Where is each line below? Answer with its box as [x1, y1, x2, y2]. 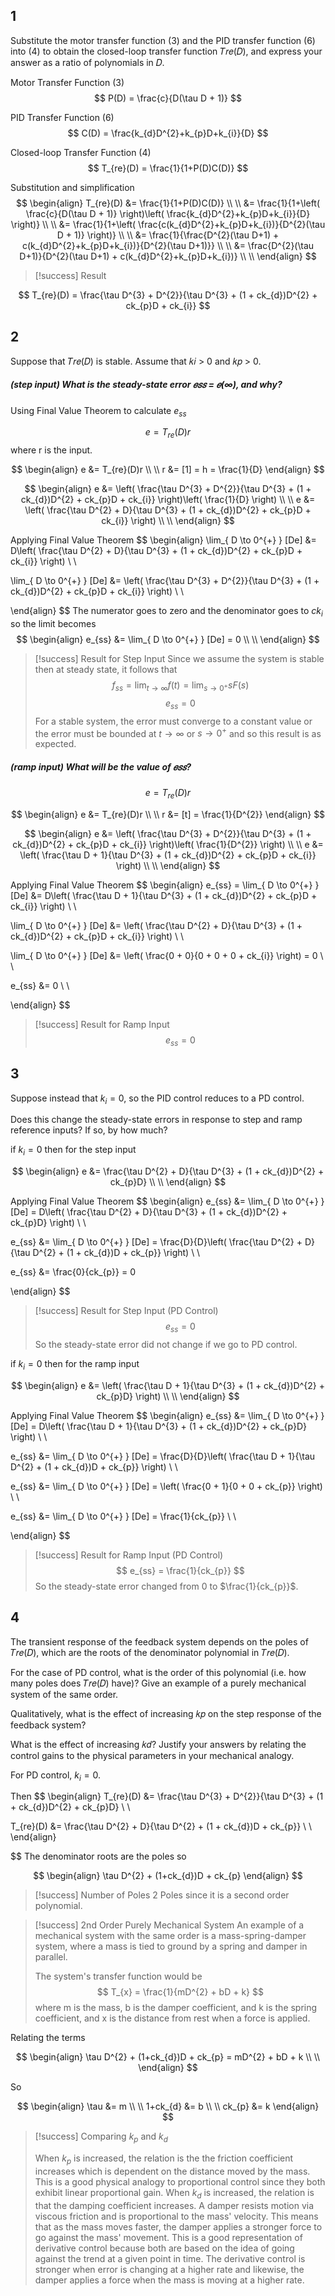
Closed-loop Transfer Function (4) [10, 146, 152, 158]
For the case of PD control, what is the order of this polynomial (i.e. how [10, 1666, 307, 1678]
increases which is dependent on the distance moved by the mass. [34, 2165, 311, 2177]
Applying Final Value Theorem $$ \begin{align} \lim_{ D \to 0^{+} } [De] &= [10, 534, 317, 546]
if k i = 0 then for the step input [10, 1144, 137, 1158]
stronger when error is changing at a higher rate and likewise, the [34, 2263, 305, 2275]
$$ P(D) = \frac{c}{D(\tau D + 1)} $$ [94, 92, 242, 104]
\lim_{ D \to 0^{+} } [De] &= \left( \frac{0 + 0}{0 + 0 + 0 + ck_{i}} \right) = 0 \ [10, 950, 324, 961]
